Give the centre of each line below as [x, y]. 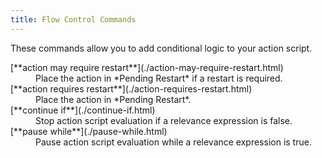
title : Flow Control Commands [73, 19]
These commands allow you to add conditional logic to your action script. [161, 48]
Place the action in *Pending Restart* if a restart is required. [159, 78]
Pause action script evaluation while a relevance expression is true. [173, 142]
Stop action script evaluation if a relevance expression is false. [164, 120]
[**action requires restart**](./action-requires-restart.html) [131, 88]
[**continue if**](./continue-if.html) [83, 110]
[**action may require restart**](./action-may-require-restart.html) [147, 67]
